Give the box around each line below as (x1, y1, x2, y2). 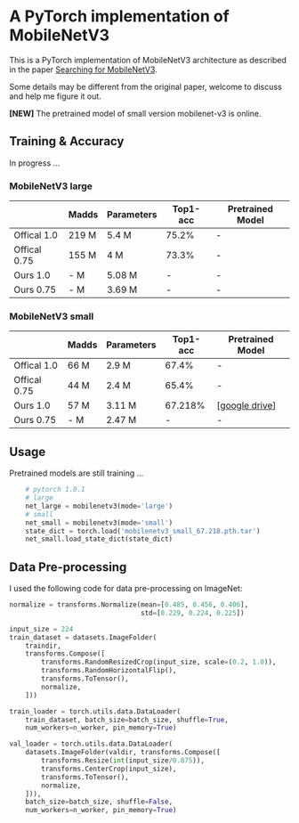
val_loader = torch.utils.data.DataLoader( (9, 739, 174, 749)
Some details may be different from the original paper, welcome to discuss (9, 81, 282, 92)
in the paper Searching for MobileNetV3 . (9, 64, 158, 75)
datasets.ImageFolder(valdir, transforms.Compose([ (25, 748, 221, 757)
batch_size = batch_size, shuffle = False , (25, 797, 174, 807)
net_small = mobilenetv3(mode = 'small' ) (25, 518, 174, 527)
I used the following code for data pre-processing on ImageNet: (9, 583, 243, 594)
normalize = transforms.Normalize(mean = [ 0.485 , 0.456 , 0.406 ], (9, 600, 249, 609)
